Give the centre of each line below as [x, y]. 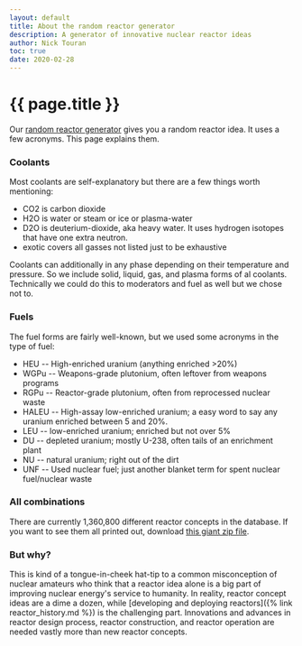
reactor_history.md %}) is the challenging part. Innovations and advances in [150, 613]
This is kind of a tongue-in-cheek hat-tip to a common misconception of [143, 575]
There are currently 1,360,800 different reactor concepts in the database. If [149, 521]
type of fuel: [32, 346]
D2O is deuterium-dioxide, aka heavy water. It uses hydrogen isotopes [153, 228]
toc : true [28, 51]
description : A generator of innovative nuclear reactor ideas [131, 34]
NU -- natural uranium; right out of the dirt [101, 459]
